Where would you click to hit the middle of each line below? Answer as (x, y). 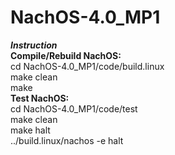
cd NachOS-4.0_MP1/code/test (74, 108)
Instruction (34, 45)
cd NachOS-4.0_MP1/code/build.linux (87, 66)
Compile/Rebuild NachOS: (66, 55)
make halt (30, 130)
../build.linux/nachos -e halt (67, 140)
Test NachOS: (40, 98)
